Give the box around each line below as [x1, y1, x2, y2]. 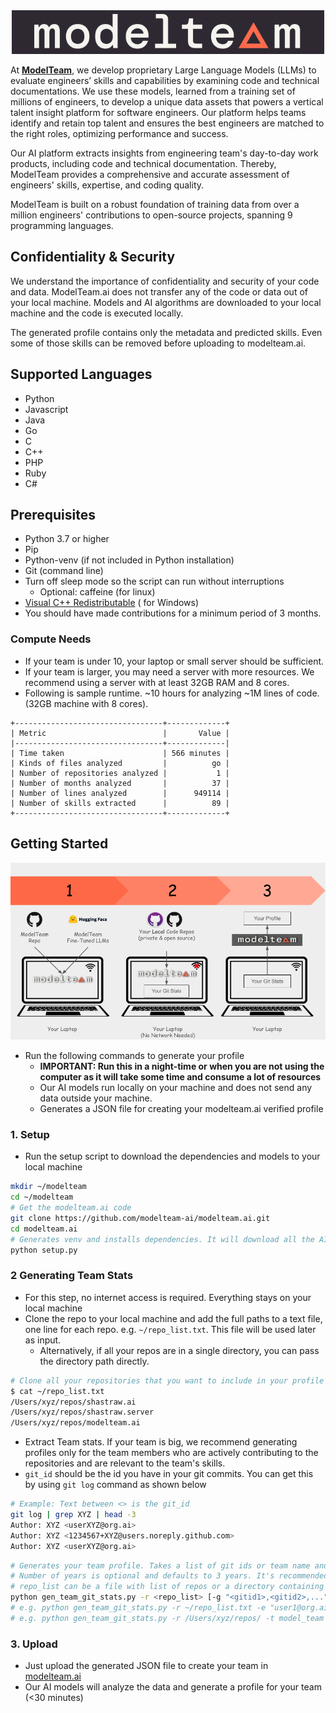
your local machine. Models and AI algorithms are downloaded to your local [10, 296, 322, 308]
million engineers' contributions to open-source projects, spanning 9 [10, 209, 293, 221]
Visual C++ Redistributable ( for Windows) [24, 597, 200, 609]
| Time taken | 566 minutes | [10, 748, 230, 758]
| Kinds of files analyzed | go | [10, 758, 230, 768]
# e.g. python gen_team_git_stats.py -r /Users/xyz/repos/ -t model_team [10, 1613, 325, 1623]
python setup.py [10, 1245, 78, 1255]
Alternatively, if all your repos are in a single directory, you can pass [39, 1344, 320, 1356]
